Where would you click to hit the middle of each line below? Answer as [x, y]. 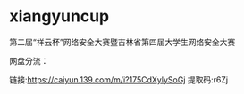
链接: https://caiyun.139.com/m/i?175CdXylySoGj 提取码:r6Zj [119, 79]
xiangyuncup [59, 16]
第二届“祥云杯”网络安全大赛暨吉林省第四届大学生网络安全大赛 [122, 42]
